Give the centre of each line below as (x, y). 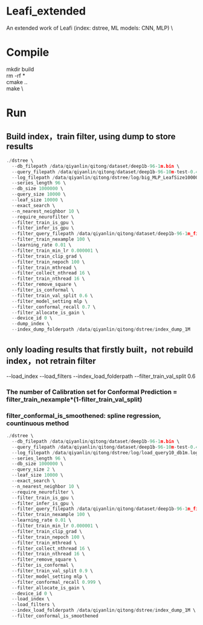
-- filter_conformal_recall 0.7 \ (54, 307)
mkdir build (20, 69)
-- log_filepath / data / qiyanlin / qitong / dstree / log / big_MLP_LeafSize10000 (105, 177)
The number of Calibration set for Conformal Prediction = (92, 392)
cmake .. (17, 82)
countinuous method (38, 423)
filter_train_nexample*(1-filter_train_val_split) (74, 399)
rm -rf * (16, 75)
